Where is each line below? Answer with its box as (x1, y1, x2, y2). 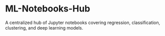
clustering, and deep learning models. (5, 24, 83, 30)
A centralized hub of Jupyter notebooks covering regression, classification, (5, 19, 160, 25)
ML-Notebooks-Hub (5, 3, 90, 14)
